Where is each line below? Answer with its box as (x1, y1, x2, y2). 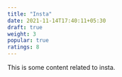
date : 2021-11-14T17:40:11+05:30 (7, 17, 106, 24)
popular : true (7, 37, 50, 44)
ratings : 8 (7, 43, 40, 51)
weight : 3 (7, 30, 37, 38)
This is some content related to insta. (7, 63, 116, 71)
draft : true (7, 24, 43, 31)
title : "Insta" (7, 10, 52, 18)
